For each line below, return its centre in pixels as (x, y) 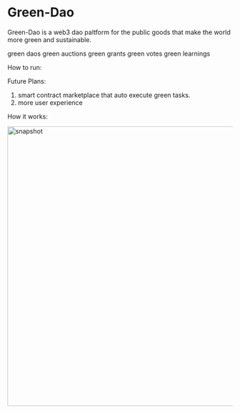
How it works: (28, 116)
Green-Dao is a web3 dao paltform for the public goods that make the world (119, 32)
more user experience (50, 102)
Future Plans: (27, 81)
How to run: (25, 67)
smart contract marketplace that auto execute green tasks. (104, 95)
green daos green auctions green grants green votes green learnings (109, 53)
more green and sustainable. (49, 39)
